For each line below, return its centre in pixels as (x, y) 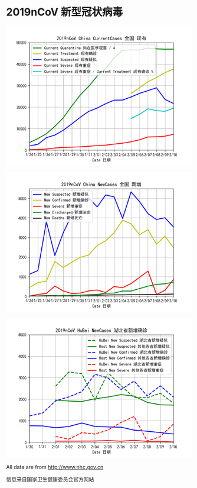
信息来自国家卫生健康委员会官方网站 (50, 479)
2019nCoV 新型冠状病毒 (64, 12)
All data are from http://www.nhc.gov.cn (55, 467)
